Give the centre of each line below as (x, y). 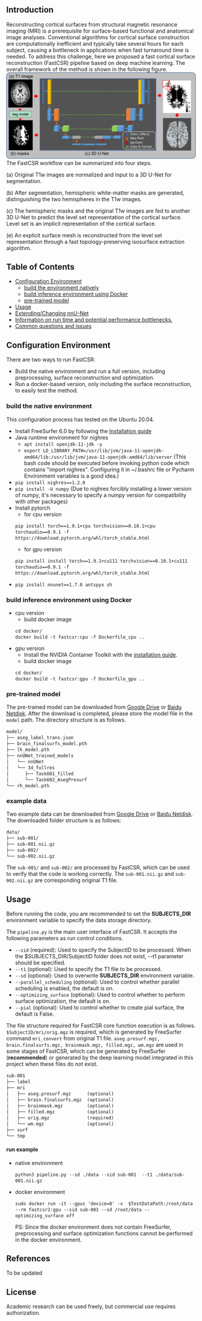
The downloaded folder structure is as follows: (64, 820)
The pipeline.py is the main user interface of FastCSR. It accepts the (92, 932)
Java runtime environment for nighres (62, 437)
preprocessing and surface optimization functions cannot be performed (104, 1233)
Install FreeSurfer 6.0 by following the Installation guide (83, 431)
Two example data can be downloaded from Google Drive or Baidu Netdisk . (100, 814)
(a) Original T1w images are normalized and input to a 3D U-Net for (89, 175)
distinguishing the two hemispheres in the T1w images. (74, 199)
